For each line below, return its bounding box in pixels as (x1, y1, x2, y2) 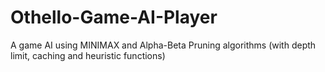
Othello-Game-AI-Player (10, 6, 218, 29)
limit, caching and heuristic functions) (10, 49, 166, 61)
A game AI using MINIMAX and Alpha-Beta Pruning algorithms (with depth (10, 39, 317, 51)
